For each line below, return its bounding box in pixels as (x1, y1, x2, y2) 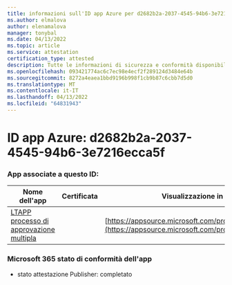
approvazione (10, 225, 55, 235)
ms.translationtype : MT (7, 81, 76, 88)
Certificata (61, 192, 98, 201)
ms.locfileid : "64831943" (7, 100, 81, 107)
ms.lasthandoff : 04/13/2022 (7, 94, 88, 101)
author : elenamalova (7, 23, 67, 30)
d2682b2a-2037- (89, 130, 192, 146)
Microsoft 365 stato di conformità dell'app (7, 254, 153, 264)
